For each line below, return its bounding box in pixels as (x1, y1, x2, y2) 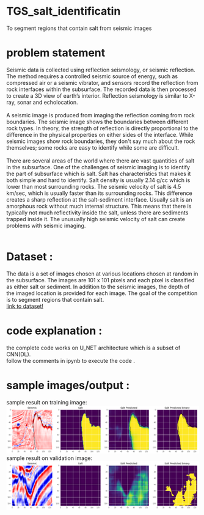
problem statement (6, 46, 106, 60)
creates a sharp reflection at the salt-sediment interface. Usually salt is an (6, 195, 192, 203)
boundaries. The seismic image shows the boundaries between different (6, 118, 189, 125)
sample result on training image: (6, 398, 87, 406)
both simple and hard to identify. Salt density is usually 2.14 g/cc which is (6, 176, 191, 184)
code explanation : (6, 324, 103, 337)
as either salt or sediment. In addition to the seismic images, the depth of (6, 283, 190, 290)
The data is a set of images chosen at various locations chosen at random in (6, 270, 199, 277)
